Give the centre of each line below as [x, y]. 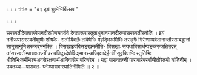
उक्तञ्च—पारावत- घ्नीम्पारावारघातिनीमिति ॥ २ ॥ [53, 67]
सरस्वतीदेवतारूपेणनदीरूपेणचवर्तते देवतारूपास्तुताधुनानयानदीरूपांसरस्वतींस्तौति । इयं [85, 33]
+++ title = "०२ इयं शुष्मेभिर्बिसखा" [42, 9]
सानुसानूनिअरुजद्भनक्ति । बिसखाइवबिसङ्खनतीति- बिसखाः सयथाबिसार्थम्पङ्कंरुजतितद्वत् [92, 46]
